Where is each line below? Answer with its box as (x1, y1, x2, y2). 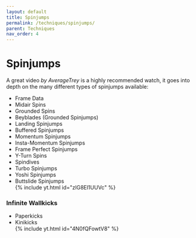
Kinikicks (14, 219, 38, 226)
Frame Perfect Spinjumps (14, 146, 78, 153)
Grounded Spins (14, 107, 56, 115)
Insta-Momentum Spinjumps (14, 139, 86, 147)
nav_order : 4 (6, 31, 39, 37)
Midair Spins (14, 101, 46, 109)
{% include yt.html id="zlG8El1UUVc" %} (14, 184, 116, 191)
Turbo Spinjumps (14, 165, 58, 172)
